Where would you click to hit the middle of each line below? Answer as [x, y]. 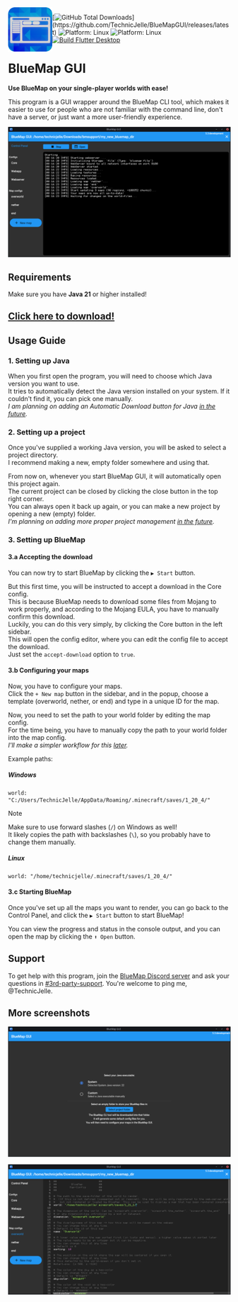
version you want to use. [44, 384]
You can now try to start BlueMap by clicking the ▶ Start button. [102, 573]
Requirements [40, 277]
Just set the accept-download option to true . [72, 654]
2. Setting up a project [47, 432]
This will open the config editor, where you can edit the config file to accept [118, 639]
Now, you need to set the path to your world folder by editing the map [109, 714]
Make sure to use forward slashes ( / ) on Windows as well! [93, 827]
